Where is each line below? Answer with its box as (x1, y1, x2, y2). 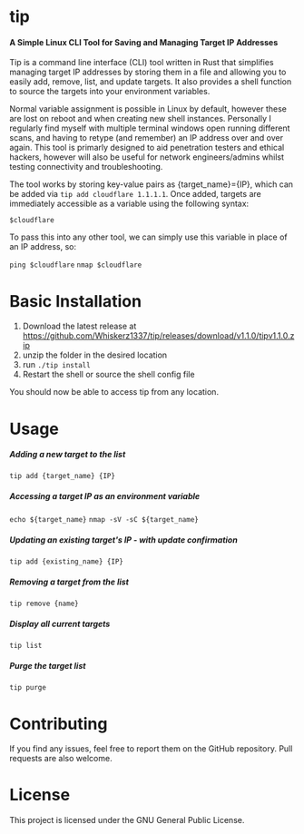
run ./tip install (22, 359, 91, 370)
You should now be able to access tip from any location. (9, 387, 220, 397)
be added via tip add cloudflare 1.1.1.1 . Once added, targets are (9, 189, 261, 200)
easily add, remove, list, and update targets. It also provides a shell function (9, 76, 292, 87)
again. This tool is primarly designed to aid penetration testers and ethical (9, 142, 285, 153)
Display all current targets (9, 618, 111, 629)
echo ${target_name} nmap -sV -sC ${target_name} (9, 515, 200, 525)
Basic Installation (9, 290, 142, 311)
